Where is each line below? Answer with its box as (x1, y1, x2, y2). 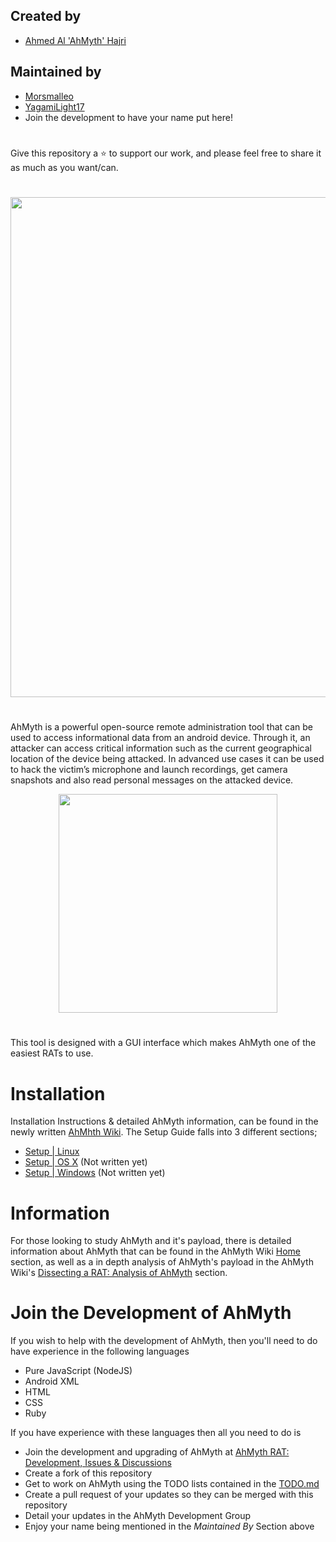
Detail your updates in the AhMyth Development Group (24, 1510, 252, 1522)
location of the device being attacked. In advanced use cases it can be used (10, 753, 325, 765)
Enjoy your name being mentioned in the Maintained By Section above (24, 1520, 315, 1533)
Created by (10, 8, 82, 25)
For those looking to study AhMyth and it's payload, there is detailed (10, 1235, 292, 1247)
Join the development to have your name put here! (24, 111, 233, 123)
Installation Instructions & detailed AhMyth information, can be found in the (10, 1115, 319, 1128)
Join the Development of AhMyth (10, 1302, 292, 1324)
